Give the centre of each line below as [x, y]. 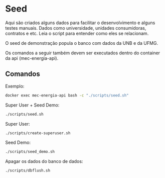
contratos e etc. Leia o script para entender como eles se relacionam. [77, 33]
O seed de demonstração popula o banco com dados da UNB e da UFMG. [82, 43]
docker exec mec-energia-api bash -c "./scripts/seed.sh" [67, 95]
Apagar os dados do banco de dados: [44, 161]
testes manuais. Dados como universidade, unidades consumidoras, [76, 28]
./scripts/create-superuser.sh [38, 133]
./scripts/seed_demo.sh [30, 152]
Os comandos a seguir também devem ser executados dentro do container [83, 53]
